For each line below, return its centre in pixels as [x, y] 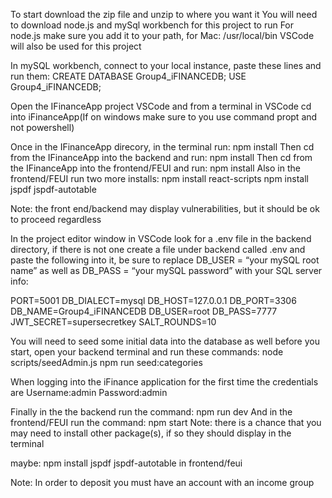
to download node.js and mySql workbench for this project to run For [152, 25]
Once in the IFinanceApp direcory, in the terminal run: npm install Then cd [162, 147]
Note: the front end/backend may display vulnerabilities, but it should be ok [165, 208]
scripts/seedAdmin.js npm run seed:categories [106, 362]
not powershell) [42, 127]
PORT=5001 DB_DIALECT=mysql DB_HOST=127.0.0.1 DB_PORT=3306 [153, 300]
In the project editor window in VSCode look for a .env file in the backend [161, 238]
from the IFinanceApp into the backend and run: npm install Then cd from [161, 157]
